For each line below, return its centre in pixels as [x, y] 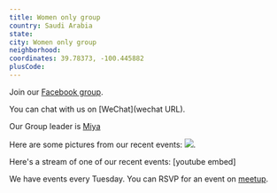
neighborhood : [35, 50]
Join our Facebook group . [56, 92]
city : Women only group [53, 42]
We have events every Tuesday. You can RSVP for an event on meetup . [139, 179]
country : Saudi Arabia [51, 26]
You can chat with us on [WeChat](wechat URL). [97, 109]
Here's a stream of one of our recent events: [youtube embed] [123, 161]
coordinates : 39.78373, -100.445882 [77, 58]
